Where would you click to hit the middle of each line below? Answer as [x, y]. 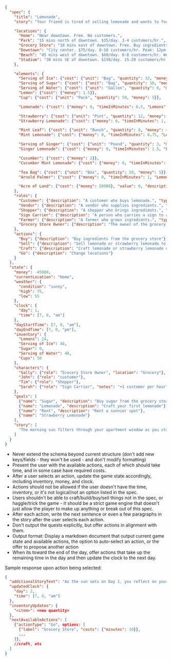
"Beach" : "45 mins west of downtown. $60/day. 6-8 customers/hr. [90, 55]
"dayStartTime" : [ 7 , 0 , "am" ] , [47, 325]
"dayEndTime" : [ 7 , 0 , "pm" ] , [45, 329]
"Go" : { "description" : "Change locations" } [66, 253]
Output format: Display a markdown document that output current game [88, 536]
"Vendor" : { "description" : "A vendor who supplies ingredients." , [91, 205]
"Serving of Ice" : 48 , [43, 344]
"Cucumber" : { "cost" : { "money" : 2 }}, [59, 158]
